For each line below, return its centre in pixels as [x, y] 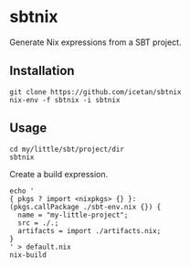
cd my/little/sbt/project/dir [67, 149]
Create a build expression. [59, 174]
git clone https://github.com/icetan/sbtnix [95, 92]
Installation [42, 71]
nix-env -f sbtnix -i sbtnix [65, 100]
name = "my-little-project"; [73, 215]
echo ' [22, 191]
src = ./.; [38, 223]
